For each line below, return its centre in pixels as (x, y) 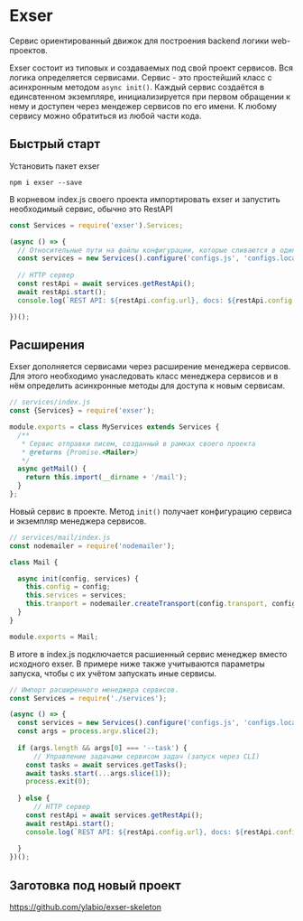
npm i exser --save (46, 182)
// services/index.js (50, 403)
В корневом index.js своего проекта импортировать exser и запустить (145, 199)
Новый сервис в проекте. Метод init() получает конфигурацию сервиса (151, 511)
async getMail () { (52, 469)
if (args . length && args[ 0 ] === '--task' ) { (102, 748)
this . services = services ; (76, 595)
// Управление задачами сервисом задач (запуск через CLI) (146, 756)
